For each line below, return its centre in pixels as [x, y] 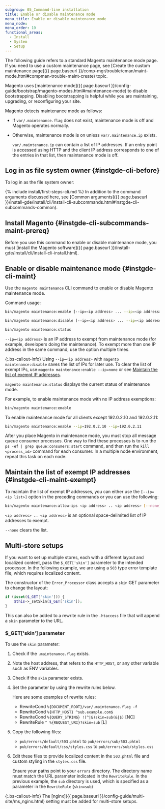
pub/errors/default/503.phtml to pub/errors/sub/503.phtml [80, 741]
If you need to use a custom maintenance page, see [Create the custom [78, 65]
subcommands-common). [31, 208]
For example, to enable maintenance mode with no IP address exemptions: [81, 399]
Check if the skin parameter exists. [48, 678]
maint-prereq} [27, 231]
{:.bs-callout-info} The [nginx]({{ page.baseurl [52, 796]
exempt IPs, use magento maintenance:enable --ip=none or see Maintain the [82, 369]
